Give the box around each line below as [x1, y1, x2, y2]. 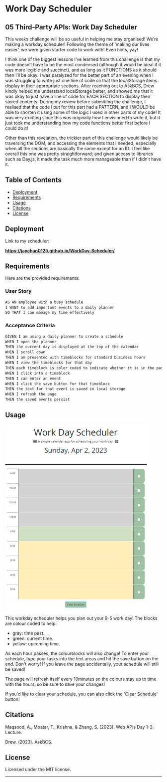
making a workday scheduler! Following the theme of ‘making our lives [5, 41, 150, 47]
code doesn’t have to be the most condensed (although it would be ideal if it [5, 62, 162, 67]
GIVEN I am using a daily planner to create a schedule [5, 334, 123, 339]
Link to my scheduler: [5, 238, 50, 244]
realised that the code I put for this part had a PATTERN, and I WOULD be [5, 104, 155, 110]
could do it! [5, 125, 28, 131]
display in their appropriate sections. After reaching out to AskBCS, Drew [5, 83, 155, 89]
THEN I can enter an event [5, 376, 61, 381]
